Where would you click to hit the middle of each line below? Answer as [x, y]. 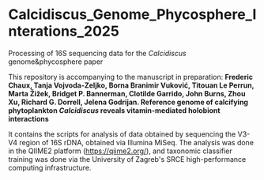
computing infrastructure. [50, 167]
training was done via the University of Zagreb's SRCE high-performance [127, 159]
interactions [28, 118]
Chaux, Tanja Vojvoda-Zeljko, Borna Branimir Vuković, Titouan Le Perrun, [131, 85]
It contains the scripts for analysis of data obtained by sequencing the [122, 134]
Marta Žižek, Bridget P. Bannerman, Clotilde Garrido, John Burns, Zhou [127, 93]
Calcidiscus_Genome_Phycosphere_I [132, 15]
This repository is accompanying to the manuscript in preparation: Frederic [131, 77]
